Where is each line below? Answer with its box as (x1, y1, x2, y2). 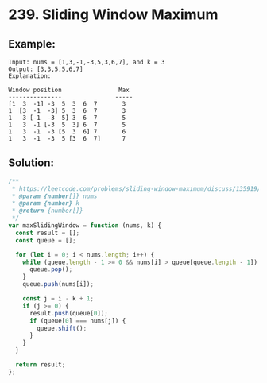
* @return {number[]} (11, 207, 83, 215)
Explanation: (8, 72, 52, 80)
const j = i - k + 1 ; (22, 295, 94, 303)
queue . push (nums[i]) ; (22, 280, 94, 288)
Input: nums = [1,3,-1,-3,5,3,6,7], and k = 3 (8, 58, 165, 66)
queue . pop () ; (29, 265, 73, 273)
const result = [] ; (15, 229, 80, 237)
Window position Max (8, 86, 130, 94)
